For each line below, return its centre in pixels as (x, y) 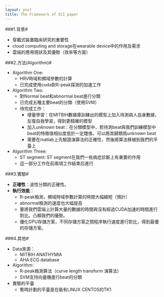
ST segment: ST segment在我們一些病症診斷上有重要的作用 (80, 157)
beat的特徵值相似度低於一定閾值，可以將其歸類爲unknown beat (92, 133)
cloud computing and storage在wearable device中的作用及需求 (76, 46)
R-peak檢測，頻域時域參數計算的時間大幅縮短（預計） (75, 197)
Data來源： (24, 249)
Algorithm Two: (28, 90)
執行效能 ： (23, 190)
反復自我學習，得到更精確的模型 (60, 121)
